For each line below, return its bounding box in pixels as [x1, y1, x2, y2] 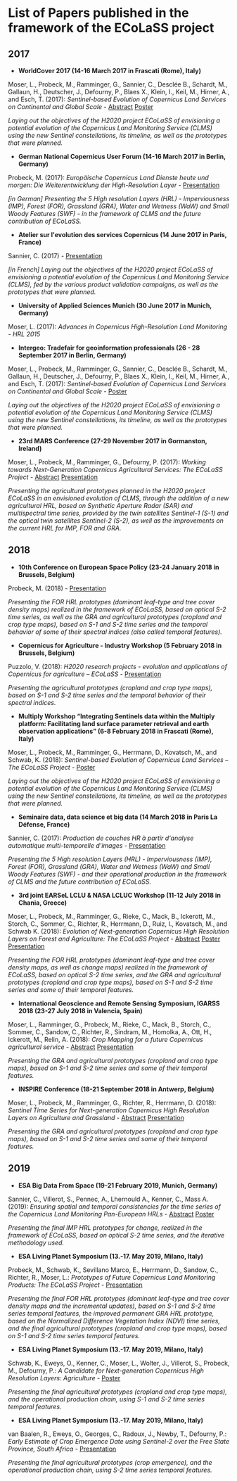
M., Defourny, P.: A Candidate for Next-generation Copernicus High [8, 1366, 205, 1375]
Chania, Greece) [18, 898, 68, 907]
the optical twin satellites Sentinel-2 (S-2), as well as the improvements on [8, 516, 224, 525]
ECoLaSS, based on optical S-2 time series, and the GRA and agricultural [8, 970, 221, 979]
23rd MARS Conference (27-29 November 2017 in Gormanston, [18, 437, 207, 445]
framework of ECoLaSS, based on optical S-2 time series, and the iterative [8, 1231, 225, 1239]
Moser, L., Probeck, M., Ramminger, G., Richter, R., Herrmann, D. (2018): [8, 1098, 217, 1107]
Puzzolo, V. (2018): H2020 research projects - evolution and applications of [8, 662, 228, 670]
